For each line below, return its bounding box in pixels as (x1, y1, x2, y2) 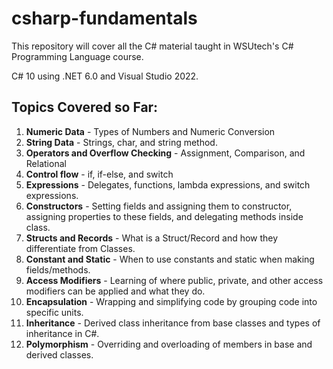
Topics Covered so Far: (11, 99, 159, 116)
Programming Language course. (11, 50, 144, 62)
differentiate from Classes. (25, 242, 136, 254)
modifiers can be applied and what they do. (25, 285, 206, 297)
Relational (25, 157, 67, 169)
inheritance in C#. (25, 327, 100, 339)
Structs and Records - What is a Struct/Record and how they (25, 232, 279, 244)
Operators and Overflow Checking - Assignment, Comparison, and (25, 147, 306, 159)
